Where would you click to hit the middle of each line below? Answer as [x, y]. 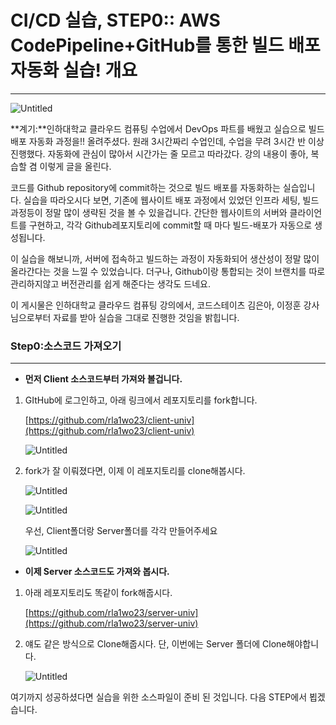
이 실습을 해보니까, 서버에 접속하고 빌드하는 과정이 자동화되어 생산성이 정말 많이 [165, 258]
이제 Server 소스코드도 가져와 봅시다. [97, 572]
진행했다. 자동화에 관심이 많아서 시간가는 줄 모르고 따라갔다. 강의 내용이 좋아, [159, 153]
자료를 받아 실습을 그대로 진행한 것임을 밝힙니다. [146, 317]
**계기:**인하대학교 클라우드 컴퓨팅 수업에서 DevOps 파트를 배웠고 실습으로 [158, 128]
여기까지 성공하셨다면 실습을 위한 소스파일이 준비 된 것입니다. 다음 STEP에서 [159, 697]
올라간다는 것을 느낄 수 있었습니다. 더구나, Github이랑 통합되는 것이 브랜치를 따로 [168, 271]
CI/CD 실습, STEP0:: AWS [115, 20]
